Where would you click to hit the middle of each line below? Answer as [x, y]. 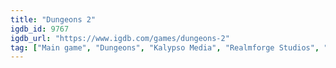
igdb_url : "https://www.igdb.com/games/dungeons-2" [120, 38]
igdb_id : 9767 [40, 29]
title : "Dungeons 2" [53, 19]
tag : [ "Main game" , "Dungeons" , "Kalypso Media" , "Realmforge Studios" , [165, 47]
